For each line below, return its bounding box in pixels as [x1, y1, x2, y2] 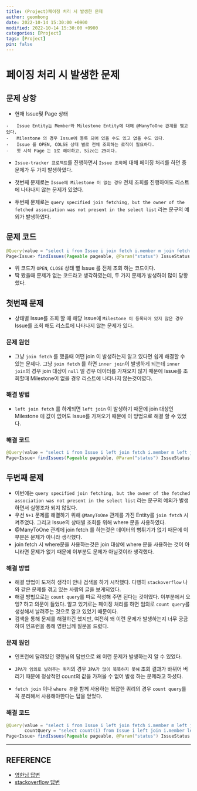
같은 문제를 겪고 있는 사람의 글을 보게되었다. [21, 586, 121, 593]
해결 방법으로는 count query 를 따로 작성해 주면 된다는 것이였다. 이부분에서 [14, 593, 185, 600]
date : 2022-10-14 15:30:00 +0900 [6, 19, 88, 25]
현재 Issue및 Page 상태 [14, 110, 69, 117]
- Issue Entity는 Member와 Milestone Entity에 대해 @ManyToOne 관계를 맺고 [6, 123, 188, 129]
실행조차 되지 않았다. [30, 504, 78, 511]
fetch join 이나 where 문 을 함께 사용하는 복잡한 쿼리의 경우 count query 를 [14, 685, 186, 692]
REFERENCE [6, 755, 52, 765]
